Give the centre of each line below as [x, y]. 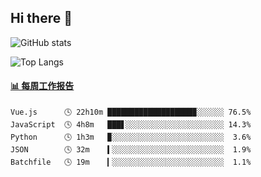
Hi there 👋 [41, 18]
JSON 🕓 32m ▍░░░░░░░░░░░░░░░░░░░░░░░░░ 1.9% [131, 150]
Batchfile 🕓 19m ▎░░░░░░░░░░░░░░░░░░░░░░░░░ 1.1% [131, 162]
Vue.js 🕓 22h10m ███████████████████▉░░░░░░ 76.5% [131, 112]
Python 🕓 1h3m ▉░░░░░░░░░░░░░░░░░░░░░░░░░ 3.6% [131, 137]
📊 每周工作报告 [42, 86]
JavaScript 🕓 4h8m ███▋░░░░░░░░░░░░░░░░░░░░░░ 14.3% [131, 125]
